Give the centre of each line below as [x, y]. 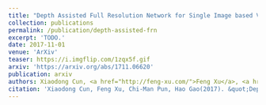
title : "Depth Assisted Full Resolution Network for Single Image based [131, 15]
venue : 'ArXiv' [33, 52]
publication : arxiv [40, 74]
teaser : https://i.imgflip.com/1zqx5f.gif [79, 60]
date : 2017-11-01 [37, 45]
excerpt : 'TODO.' [37, 37]
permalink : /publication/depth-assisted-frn [83, 30]
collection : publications [51, 23]
